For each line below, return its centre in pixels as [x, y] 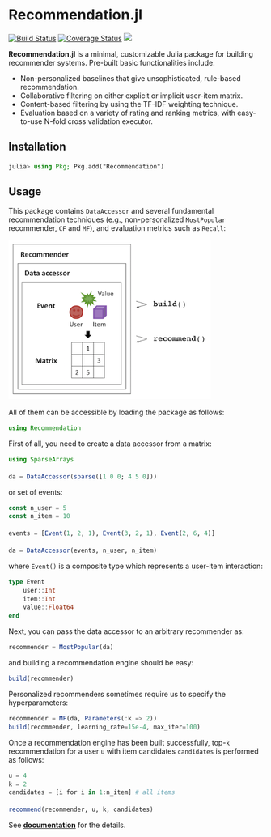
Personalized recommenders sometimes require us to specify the [117, 694]
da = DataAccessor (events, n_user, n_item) [83, 550]
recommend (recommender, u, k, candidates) [81, 810]
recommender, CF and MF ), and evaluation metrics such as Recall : [117, 228]
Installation [37, 147]
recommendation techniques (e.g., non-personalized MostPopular [117, 219]
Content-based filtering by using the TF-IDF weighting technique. [129, 104]
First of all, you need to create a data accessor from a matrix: [110, 444]
